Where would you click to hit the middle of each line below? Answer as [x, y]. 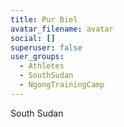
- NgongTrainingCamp [62, 85]
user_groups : [37, 57]
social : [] [33, 38]
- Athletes [42, 66]
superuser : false [46, 47]
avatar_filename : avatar [62, 29]
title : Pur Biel [44, 19]
